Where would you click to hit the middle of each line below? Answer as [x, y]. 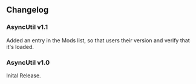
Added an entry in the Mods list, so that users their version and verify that [98, 40]
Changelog [28, 10]
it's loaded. [20, 47]
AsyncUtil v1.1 [27, 27]
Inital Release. [24, 76]
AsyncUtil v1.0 [28, 62]
